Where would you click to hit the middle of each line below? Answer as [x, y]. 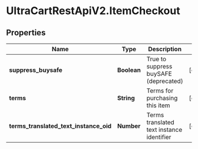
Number [129, 126]
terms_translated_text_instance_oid [60, 126]
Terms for [160, 91]
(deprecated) [165, 81]
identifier [159, 137]
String [126, 98]
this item [158, 105]
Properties [26, 33]
